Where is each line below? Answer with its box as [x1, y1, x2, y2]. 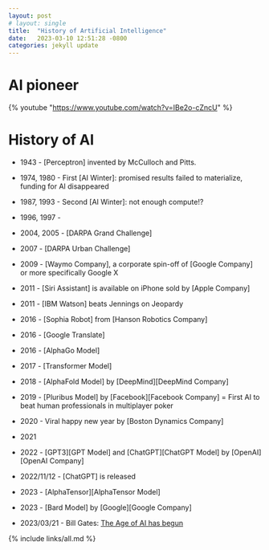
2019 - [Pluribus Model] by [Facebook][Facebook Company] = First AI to [19, 393, 260, 401]
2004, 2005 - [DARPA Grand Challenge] [19, 228, 153, 238]
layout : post [8, 11, 52, 20]
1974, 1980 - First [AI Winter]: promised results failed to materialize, [19, 173, 243, 182]
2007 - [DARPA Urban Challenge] [19, 244, 131, 253]
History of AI [8, 131, 95, 149]
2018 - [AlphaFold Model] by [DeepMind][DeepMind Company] [19, 377, 229, 386]
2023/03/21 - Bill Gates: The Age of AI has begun [19, 519, 183, 528]
